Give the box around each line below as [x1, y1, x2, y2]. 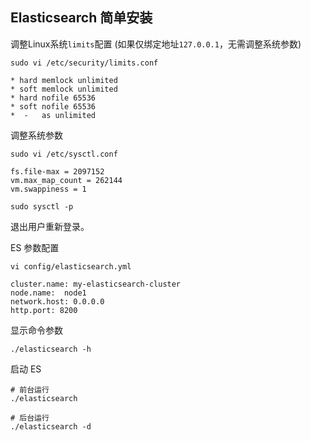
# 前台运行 [10, 384, 50, 395]
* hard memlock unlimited [10, 75, 118, 85]
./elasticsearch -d [10, 421, 92, 432]
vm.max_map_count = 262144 [10, 175, 123, 185]
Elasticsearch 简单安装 [10, 9, 153, 27]
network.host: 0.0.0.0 [10, 296, 105, 307]
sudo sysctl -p [10, 201, 74, 212]
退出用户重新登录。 [10, 220, 90, 232]
